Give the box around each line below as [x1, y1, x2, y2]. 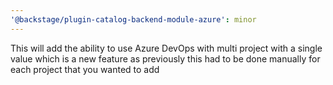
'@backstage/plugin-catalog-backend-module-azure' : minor [10, 14, 257, 25]
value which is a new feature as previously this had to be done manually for [10, 52, 321, 65]
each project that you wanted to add [10, 63, 160, 75]
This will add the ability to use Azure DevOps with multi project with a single [10, 42, 323, 54]
